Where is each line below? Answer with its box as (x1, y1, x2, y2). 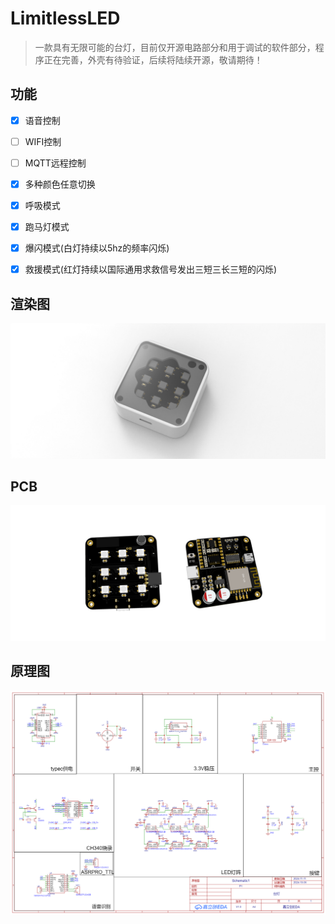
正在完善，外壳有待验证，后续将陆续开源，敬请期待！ (43, 53, 263, 66)
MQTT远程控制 (24, 157, 87, 169)
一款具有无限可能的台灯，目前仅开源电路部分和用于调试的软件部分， (34, 41, 316, 53)
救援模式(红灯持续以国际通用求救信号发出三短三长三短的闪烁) (24, 263, 277, 276)
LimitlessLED (10, 7, 121, 30)
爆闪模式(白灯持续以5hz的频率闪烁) (24, 242, 170, 254)
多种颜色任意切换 (24, 178, 96, 190)
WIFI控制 (24, 135, 62, 147)
